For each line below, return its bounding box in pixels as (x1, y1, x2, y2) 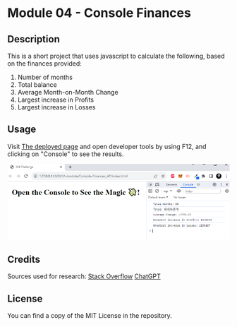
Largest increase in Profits (17, 95, 94, 104)
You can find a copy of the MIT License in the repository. (7, 311, 173, 320)
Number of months (17, 73, 73, 81)
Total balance (17, 81, 58, 89)
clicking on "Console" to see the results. (7, 150, 124, 158)
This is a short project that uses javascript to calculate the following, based (7, 52, 225, 60)
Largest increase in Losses (17, 103, 96, 111)
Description (7, 33, 60, 45)
